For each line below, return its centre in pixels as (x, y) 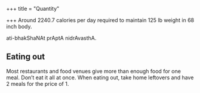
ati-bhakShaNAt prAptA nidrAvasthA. (51, 38)
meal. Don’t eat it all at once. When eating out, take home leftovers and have (100, 77)
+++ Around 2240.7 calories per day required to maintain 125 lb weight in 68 (100, 20)
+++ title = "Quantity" (33, 9)
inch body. (19, 27)
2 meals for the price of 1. (38, 83)
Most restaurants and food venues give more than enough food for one (93, 71)
